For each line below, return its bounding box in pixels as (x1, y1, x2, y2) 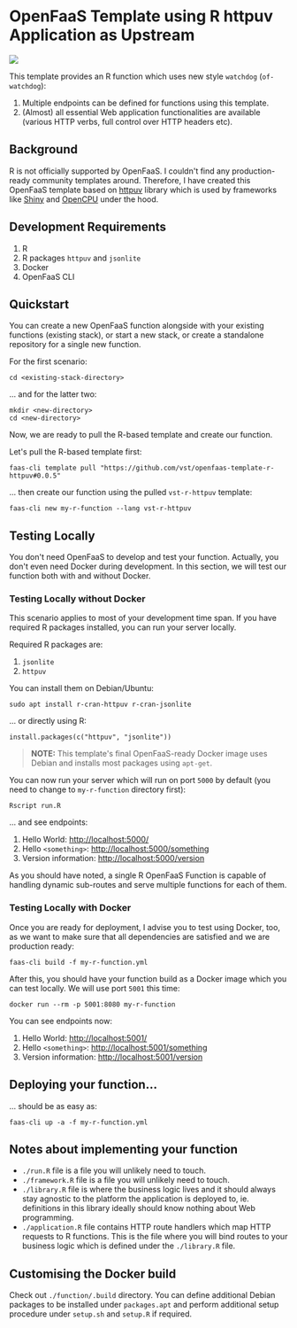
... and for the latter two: (9, 389, 97, 400)
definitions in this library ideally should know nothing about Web (21, 1203, 256, 1214)
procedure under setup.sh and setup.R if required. (9, 1309, 193, 1319)
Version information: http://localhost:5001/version (21, 1052, 203, 1062)
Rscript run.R (9, 802, 62, 811)
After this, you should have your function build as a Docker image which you (9, 973, 287, 984)
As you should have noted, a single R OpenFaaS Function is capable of (9, 870, 267, 881)
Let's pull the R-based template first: (9, 447, 142, 457)
